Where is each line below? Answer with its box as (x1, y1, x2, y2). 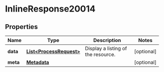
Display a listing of (84, 45, 127, 52)
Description (93, 37, 121, 43)
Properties (5, 23, 38, 31)
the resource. (84, 51, 116, 58)
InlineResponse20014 (5, 3, 96, 14)
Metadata (26, 59, 49, 66)
